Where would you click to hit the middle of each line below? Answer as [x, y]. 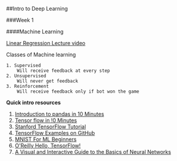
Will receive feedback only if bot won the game [78, 91]
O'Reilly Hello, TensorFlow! [48, 146]
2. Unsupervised [26, 76]
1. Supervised [24, 65]
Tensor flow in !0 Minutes [46, 120]
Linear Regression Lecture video [46, 43]
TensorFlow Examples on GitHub [55, 133]
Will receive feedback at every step [64, 71]
